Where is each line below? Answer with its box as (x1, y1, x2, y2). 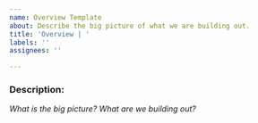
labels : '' (9, 37, 50, 47)
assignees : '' (9, 46, 63, 55)
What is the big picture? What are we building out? (9, 103, 197, 114)
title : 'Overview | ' (9, 29, 90, 38)
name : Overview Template (9, 12, 102, 22)
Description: (9, 84, 64, 96)
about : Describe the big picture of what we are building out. (9, 21, 251, 30)
